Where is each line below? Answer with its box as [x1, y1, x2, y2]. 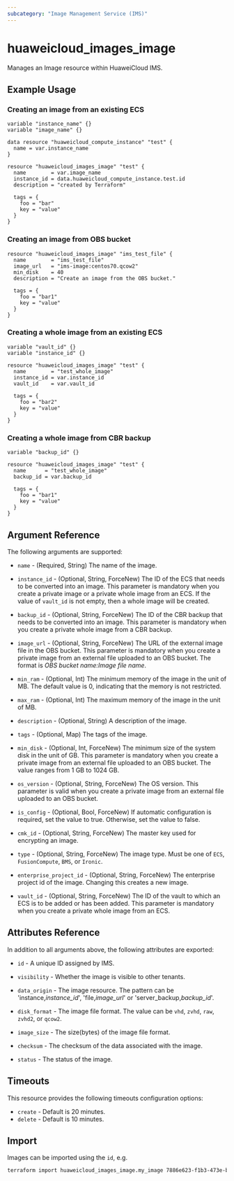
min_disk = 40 [13, 268, 64, 276]
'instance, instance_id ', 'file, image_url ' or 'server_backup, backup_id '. [17, 993, 214, 1001]
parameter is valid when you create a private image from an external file [17, 787, 224, 795]
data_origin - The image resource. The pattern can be [17, 986, 174, 994]
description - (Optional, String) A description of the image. [17, 716, 187, 725]
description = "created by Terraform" [13, 182, 127, 189]
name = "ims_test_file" [13, 256, 104, 263]
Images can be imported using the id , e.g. [7, 1154, 127, 1162]
